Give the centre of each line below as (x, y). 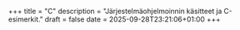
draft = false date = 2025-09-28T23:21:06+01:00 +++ (133, 19)
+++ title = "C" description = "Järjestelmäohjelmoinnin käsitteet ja (115, 11)
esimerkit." (26, 19)
